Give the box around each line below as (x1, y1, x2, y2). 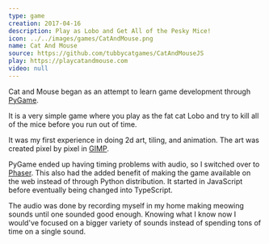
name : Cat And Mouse (8, 42, 78, 50)
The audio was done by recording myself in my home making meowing (8, 200, 245, 210)
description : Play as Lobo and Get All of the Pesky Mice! (8, 27, 212, 35)
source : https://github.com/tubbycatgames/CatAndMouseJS (8, 49, 204, 57)
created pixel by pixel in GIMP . (8, 143, 109, 154)
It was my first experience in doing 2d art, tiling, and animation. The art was (8, 135, 260, 145)
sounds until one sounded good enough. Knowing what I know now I (8, 209, 237, 219)
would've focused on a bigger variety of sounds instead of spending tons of (8, 217, 262, 227)
